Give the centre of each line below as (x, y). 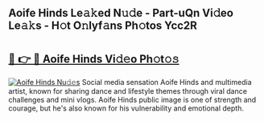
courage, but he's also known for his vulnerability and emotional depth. (126, 108)
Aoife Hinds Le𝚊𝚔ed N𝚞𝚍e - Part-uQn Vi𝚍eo (121, 13)
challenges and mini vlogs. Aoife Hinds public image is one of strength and (132, 100)
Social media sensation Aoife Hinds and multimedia (167, 82)
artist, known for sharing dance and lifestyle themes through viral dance (128, 91)
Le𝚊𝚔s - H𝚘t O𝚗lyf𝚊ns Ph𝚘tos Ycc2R (103, 26)
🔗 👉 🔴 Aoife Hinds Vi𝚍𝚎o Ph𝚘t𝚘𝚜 (94, 59)
